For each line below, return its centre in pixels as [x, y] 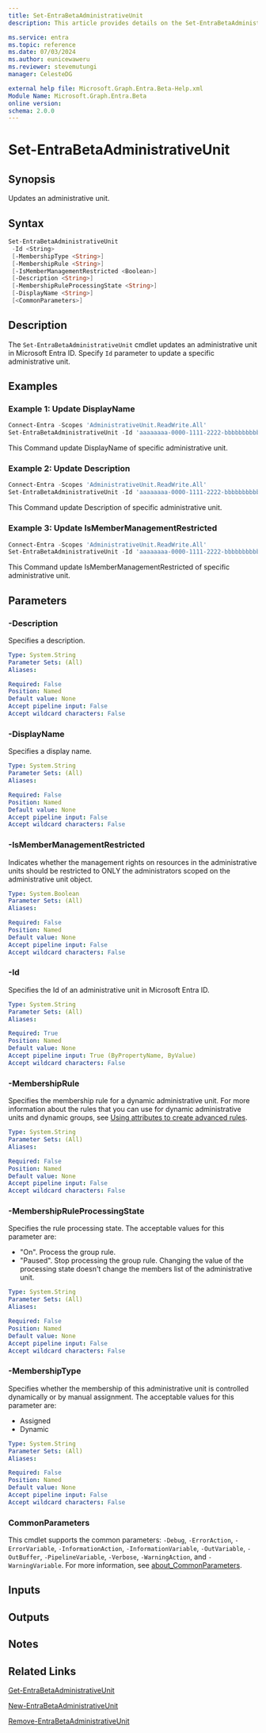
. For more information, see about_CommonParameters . [152, 1565]
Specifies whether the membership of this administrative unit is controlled [129, 1388]
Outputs [29, 1617]
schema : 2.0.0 [32, 111]
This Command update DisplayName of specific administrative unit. [118, 448]
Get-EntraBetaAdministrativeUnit [61, 1691]
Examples [33, 386]
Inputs [25, 1590]
